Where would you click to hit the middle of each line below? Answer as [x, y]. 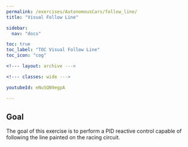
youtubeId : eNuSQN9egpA [36, 87]
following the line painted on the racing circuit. [63, 137]
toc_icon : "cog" [26, 55]
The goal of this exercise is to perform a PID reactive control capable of [94, 131]
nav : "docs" [27, 33]
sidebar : [17, 28]
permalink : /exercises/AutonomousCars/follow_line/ [72, 12]
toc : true [19, 44]
